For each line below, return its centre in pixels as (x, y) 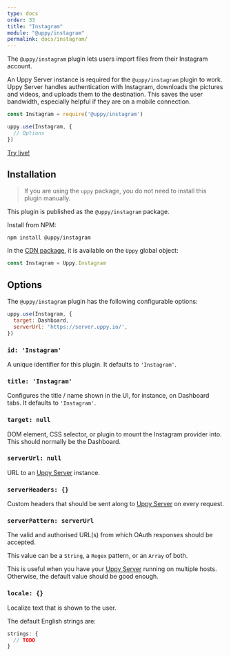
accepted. (21, 542)
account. (20, 66)
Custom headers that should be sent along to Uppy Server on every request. (115, 504)
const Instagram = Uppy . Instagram (57, 263)
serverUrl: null (34, 459)
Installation (32, 174)
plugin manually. (47, 198)
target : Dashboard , (41, 320)
